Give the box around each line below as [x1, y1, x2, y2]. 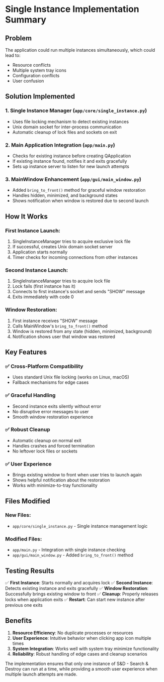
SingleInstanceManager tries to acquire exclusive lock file [12, 238, 131, 244]
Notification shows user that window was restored [12, 334, 115, 340]
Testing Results [5, 567, 55, 575]
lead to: [5, 52, 21, 58]
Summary [5, 14, 46, 25]
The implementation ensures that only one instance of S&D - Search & [5, 661, 149, 667]
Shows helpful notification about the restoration [12, 477, 110, 483]
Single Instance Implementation [5, 3, 139, 15]
